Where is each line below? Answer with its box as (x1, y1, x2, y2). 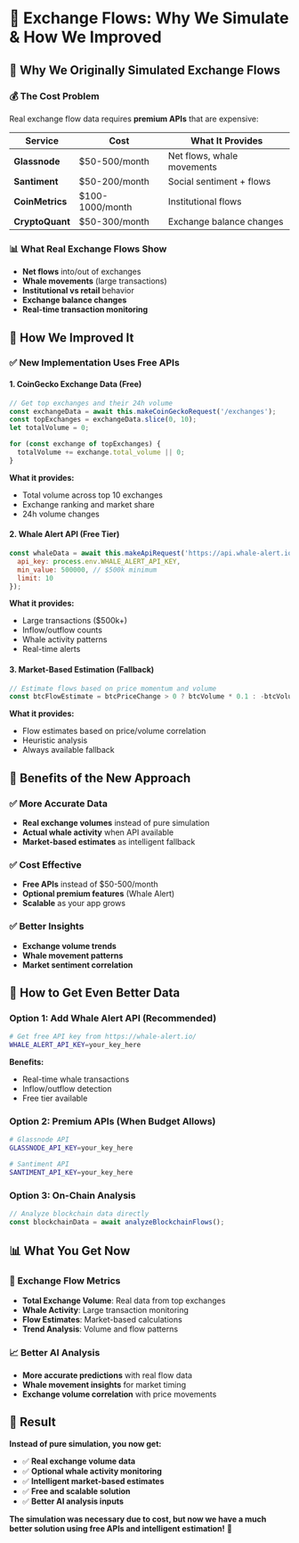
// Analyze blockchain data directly (9, 1209, 149, 1218)
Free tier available (21, 1093, 88, 1104)
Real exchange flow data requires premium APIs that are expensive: (9, 113, 259, 124)
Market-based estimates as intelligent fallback (21, 837, 196, 847)
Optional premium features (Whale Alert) (21, 888, 175, 899)
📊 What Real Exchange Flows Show (9, 243, 167, 255)
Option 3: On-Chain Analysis (9, 1189, 136, 1201)
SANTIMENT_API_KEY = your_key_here (9, 1168, 133, 1176)
